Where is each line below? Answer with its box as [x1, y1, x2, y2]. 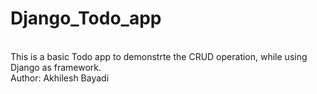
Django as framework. [10, 61, 102, 73]
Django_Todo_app [10, 7, 162, 30]
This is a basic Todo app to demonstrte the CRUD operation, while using [10, 50, 308, 62]
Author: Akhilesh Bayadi [10, 72, 110, 84]
